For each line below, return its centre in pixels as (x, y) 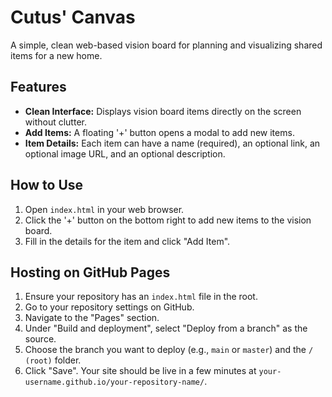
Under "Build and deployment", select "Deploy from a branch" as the (166, 328)
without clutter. (55, 122)
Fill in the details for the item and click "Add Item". (127, 241)
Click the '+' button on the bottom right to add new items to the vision (168, 220)
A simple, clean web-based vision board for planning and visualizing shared (166, 45)
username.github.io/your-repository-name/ (114, 382)
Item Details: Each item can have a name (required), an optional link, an (172, 143)
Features (38, 87)
